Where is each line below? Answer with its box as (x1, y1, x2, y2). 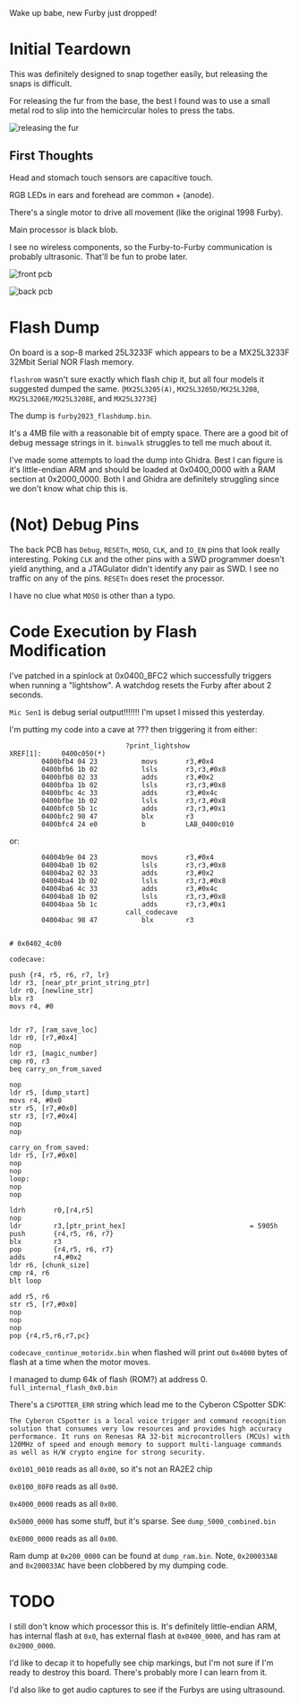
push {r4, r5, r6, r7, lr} (9, 970, 110, 980)
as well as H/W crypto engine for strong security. (9, 1448, 206, 1457)
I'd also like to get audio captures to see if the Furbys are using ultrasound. (9, 1684, 286, 1695)
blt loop (9, 1276, 42, 1285)
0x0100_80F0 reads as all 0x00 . (9, 1481, 119, 1492)
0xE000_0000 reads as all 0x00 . (9, 1533, 119, 1544)
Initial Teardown (9, 39, 132, 59)
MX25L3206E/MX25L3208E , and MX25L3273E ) (9, 393, 158, 403)
